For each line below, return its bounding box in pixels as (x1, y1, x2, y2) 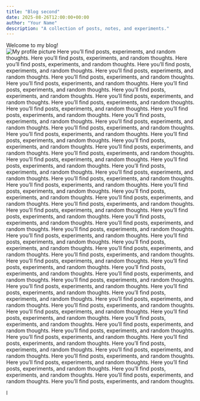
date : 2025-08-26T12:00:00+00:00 (6, 14, 90, 20)
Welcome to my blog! (6, 42, 59, 49)
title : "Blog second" (6, 8, 60, 15)
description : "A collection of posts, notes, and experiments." (6, 25, 170, 32)
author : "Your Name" (6, 20, 58, 26)
